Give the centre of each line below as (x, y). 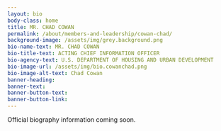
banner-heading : (31, 80)
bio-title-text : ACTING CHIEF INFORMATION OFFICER (84, 54)
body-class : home (33, 21)
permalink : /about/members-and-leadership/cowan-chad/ (90, 34)
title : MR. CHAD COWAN (41, 27)
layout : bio (25, 14)
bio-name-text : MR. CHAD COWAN (53, 47)
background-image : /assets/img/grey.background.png (85, 40)
